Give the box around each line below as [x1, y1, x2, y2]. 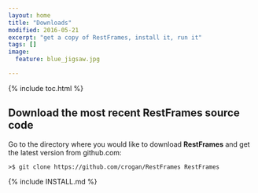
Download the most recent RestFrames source [8, 107, 240, 120]
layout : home [8, 11, 51, 20]
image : [8, 48, 30, 56]
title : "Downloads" [8, 19, 72, 27]
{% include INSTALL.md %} [8, 177, 98, 186]
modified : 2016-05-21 [8, 26, 79, 34]
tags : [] [8, 41, 37, 49]
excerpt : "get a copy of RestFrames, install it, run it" [8, 33, 202, 42]
